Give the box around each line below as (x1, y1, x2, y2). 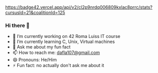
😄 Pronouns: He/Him (12, 57, 57, 63)
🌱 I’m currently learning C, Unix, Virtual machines (12, 38, 115, 44)
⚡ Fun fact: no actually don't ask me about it (12, 62, 104, 68)
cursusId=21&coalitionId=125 (5, 9, 66, 15)
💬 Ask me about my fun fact (12, 44, 71, 50)
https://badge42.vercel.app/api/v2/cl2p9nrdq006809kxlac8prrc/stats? (5, 4, 153, 10)
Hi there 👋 (5, 22, 30, 29)
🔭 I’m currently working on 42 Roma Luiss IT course (12, 33, 121, 39)
